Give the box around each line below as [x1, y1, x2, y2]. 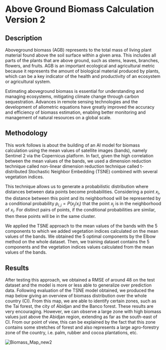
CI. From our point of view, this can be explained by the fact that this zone [5, 319, 156, 325]
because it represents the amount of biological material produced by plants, [5, 68, 160, 74]
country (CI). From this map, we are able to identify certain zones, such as [5, 298, 157, 304]
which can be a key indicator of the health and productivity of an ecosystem [5, 73, 161, 79]
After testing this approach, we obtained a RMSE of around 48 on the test [5, 277, 155, 283]
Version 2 [5, 14, 46, 25]
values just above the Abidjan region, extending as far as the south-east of [5, 314, 158, 320]
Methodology [5, 129, 48, 138]
